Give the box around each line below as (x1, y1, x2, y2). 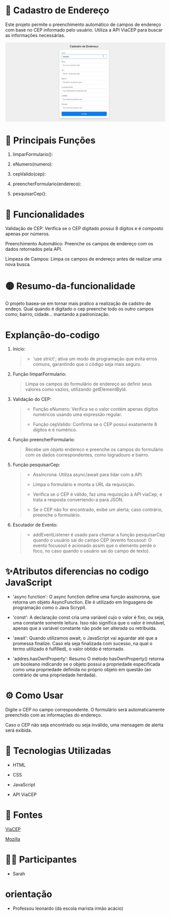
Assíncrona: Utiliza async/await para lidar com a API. (32, 472, 144, 478)
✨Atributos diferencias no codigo (5, 566, 149, 577)
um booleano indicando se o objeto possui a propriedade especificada (12, 661, 161, 667)
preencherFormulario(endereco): (12, 181, 82, 187)
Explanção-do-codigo (5, 329, 100, 340)
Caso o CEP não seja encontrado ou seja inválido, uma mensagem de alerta (5, 722, 164, 728)
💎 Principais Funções (5, 134, 96, 146)
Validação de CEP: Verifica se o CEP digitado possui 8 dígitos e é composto (5, 225, 163, 232)
